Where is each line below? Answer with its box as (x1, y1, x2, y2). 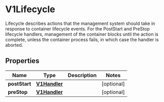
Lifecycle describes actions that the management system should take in (5, 20, 155, 26)
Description (68, 72, 97, 79)
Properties (5, 57, 40, 65)
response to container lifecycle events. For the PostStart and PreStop (5, 25, 150, 31)
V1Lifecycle (5, 4, 55, 15)
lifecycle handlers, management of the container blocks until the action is (5, 31, 158, 37)
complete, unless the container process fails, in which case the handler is (5, 37, 159, 43)
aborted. (5, 42, 23, 48)
